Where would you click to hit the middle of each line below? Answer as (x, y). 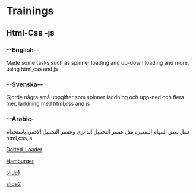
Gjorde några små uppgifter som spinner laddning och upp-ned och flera (95, 97)
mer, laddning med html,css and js (48, 104)
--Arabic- (20, 119)
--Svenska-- (25, 84)
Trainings (30, 11)
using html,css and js (32, 69)
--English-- (23, 50)
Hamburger (20, 161)
